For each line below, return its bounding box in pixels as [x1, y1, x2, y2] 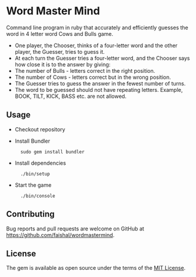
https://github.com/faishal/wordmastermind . [6, 231, 115, 238]
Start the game [14, 181, 52, 189]
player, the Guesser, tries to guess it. [14, 48, 105, 55]
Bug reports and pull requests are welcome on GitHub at [6, 225, 145, 232]
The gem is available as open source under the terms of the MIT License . [6, 264, 186, 272]
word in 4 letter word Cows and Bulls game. [6, 30, 114, 37]
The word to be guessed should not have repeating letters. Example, [14, 86, 183, 93]
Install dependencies [14, 159, 67, 167]
